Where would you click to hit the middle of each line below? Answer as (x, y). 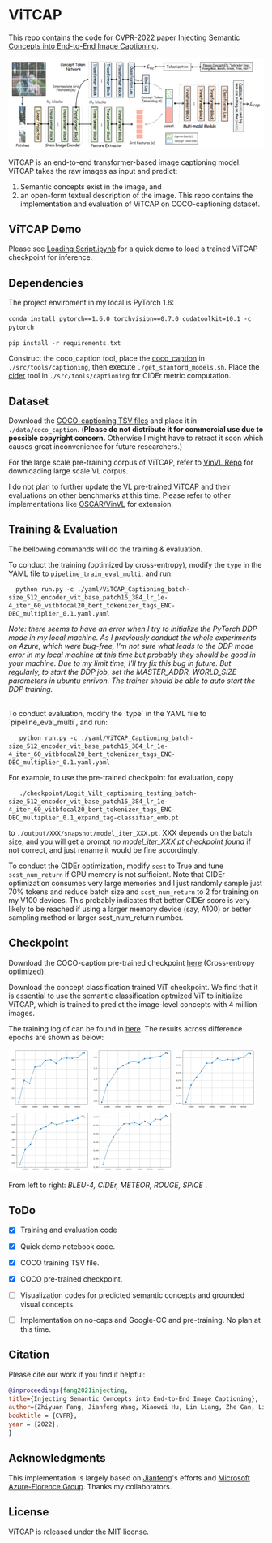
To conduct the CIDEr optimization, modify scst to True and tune (116, 866)
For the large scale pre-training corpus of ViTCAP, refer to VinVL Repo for (131, 462)
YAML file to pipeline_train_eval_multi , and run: (91, 573)
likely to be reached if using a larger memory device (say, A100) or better (130, 909)
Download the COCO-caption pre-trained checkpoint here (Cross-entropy (132, 962)
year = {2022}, (34, 1424)
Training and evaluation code (68, 1230)
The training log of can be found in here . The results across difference (125, 1028)
